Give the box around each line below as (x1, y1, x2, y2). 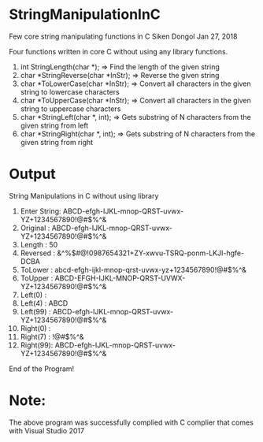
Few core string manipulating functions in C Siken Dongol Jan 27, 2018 (9, 32, 238, 41)
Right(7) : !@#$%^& (20, 332, 84, 341)
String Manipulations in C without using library (9, 191, 159, 200)
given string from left (20, 121, 89, 130)
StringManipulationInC (9, 6, 161, 24)
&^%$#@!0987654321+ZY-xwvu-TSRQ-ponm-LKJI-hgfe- (57, 248, 245, 258)
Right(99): (20, 340, 54, 350)
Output (9, 165, 56, 183)
